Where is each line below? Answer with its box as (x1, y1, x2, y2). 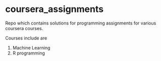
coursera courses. (5, 25, 43, 31)
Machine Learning (12, 44, 50, 50)
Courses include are (5, 35, 47, 41)
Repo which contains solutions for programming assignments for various (5, 20, 156, 26)
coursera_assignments (5, 3, 104, 15)
